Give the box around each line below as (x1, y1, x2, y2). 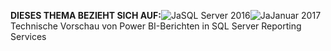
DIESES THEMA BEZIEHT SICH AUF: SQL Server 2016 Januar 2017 (10, 10, 322, 21)
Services (10, 31, 47, 42)
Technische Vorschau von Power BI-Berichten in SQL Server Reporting (10, 20, 302, 32)
